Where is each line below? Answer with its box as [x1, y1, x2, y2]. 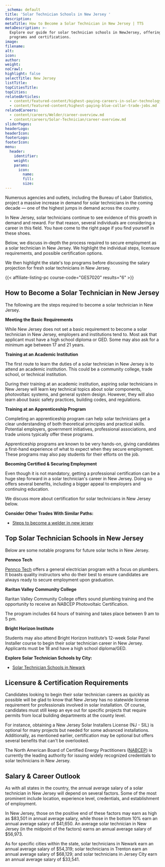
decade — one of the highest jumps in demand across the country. [5, 205, 140, 211]
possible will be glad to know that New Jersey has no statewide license [5, 697, 149, 703]
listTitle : [5, 80, 27, 85]
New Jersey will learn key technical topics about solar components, [5, 386, 142, 392]
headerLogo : [5, 126, 29, 131]
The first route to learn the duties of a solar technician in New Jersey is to [5, 361, 154, 367]
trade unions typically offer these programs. [5, 431, 94, 437]
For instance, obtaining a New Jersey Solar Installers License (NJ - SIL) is [5, 722, 154, 728]
